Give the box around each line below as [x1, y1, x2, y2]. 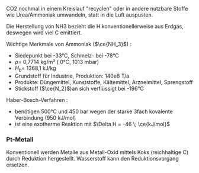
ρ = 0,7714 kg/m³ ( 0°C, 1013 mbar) [14, 59, 99, 65]
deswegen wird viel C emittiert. [6, 29, 82, 36]
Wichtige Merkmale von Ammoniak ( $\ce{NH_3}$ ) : [6, 41, 132, 47]
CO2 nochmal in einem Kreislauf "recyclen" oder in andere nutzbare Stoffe [6, 5, 188, 12]
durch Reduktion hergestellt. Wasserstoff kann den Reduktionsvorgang [6, 155, 179, 162]
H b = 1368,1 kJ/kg [14, 65, 56, 73]
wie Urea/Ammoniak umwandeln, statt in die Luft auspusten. [6, 11, 153, 18]
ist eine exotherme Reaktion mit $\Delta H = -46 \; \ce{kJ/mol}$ [14, 120, 171, 127]
